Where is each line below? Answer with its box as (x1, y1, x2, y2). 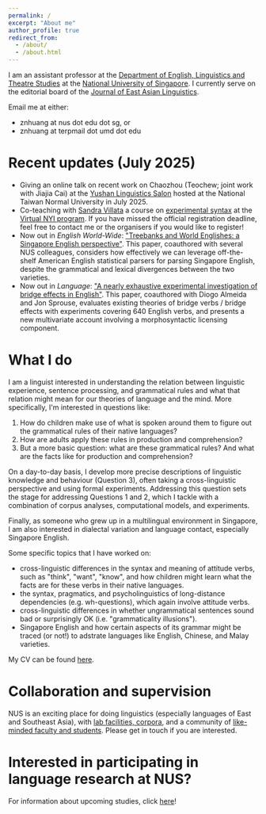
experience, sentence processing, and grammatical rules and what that (8, 385, 241, 395)
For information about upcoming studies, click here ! (8, 796, 177, 805)
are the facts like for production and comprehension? (19, 451, 193, 461)
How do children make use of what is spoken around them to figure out (19, 418, 252, 427)
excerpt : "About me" (8, 19, 77, 27)
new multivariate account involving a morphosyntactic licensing (19, 315, 228, 324)
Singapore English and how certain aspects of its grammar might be (19, 622, 241, 632)
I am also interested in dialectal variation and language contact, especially (8, 524, 249, 533)
